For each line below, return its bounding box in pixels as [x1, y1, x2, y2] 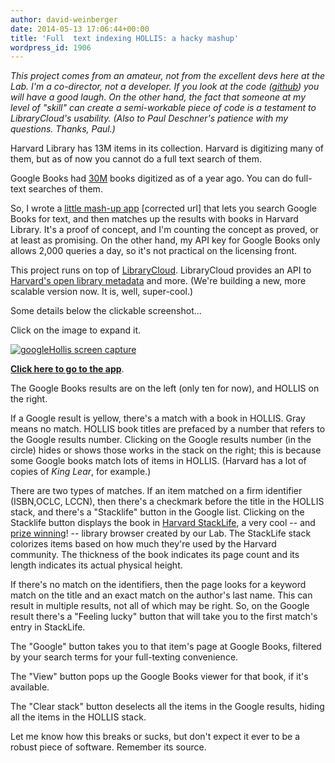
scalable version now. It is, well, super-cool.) [10, 286, 194, 298]
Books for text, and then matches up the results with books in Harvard [10, 213, 299, 225]
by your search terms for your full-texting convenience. [10, 651, 239, 663]
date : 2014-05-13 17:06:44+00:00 [10, 24, 150, 34]
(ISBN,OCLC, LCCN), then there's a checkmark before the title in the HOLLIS [10, 496, 325, 508]
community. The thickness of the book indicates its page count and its [10, 549, 300, 561]
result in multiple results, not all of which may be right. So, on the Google [10, 600, 310, 612]
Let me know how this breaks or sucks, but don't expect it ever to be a [10, 731, 301, 743]
